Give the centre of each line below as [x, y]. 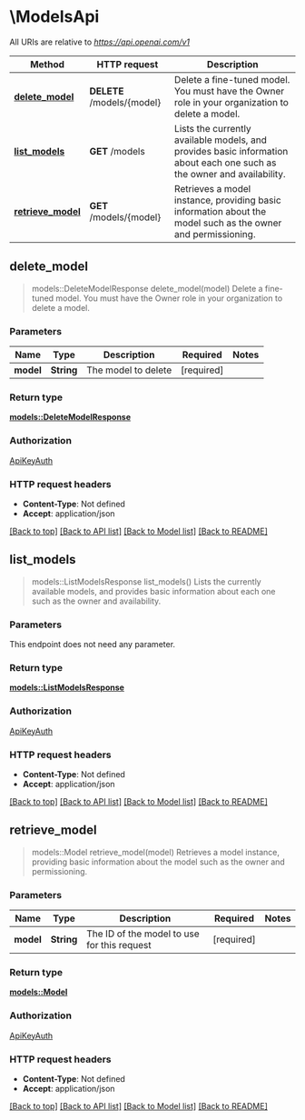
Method [48, 64]
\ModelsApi [54, 17]
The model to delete [129, 370]
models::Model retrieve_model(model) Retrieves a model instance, [155, 852]
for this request [118, 945]
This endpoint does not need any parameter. [92, 645]
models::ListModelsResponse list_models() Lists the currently [146, 581]
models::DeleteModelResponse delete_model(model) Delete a [147, 288]
